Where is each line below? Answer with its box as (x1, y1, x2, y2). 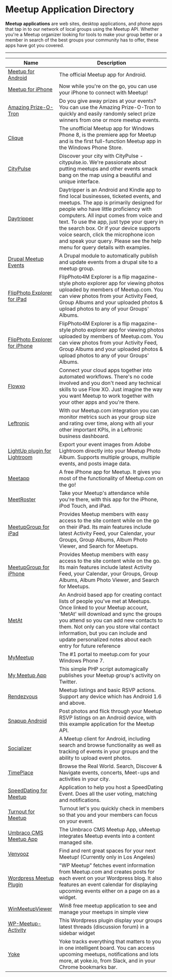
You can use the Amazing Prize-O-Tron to (58, 103, 161, 111)
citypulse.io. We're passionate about (58, 159, 147, 166)
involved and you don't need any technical (58, 379, 161, 386)
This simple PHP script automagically (58, 665, 148, 672)
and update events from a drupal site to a (58, 258, 158, 266)
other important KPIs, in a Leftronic (58, 426, 143, 433)
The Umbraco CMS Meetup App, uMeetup (58, 826, 161, 833)
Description (97, 59, 126, 66)
